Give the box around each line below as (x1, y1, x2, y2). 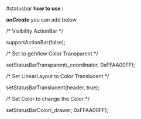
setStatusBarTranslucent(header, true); (6, 84, 100, 91)
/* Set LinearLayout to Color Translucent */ (6, 73, 109, 79)
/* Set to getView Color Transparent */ (6, 50, 98, 57)
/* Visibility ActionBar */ (6, 27, 63, 34)
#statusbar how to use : (6, 5, 64, 12)
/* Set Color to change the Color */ (6, 96, 90, 102)
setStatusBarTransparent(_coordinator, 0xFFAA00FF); (6, 61, 136, 68)
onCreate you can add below (6, 16, 77, 23)
